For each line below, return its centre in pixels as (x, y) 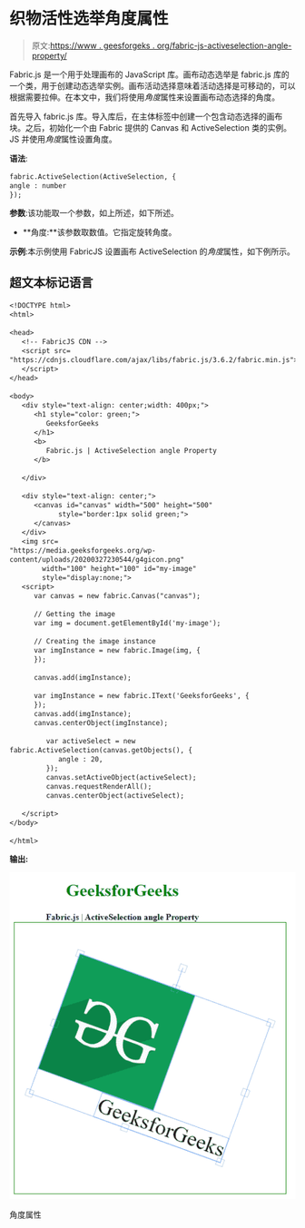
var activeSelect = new (91, 741)
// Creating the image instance (94, 641)
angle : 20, (80, 759)
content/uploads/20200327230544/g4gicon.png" (97, 559)
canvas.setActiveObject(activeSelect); (121, 777)
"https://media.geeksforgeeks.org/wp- (83, 550)
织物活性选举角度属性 (89, 19)
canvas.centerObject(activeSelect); (115, 795)
